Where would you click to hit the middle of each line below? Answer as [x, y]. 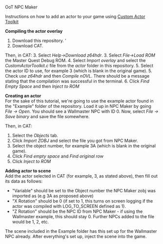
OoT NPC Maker [21, 7]
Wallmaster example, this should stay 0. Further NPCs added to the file [83, 216]
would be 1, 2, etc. [31, 222]
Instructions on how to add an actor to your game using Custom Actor [75, 16]
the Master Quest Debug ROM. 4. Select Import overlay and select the [75, 60]
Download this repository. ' [39, 41]
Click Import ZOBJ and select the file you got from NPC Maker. [75, 141]
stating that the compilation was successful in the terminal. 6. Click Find [77, 81]
